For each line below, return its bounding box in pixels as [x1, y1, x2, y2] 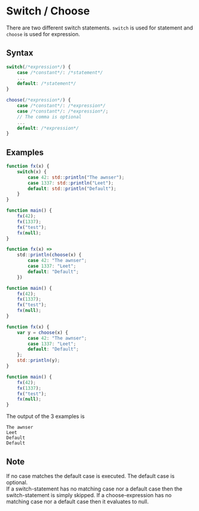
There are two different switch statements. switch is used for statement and [6, 24, 194, 31]
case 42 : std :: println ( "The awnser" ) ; [28, 174, 125, 180]
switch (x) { [17, 168, 47, 175]
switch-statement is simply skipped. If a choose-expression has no [6, 492, 172, 498]
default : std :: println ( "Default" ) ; [28, 185, 117, 192]
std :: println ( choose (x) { [17, 252, 82, 258]
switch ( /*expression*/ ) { [6, 64, 71, 70]
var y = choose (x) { [17, 329, 68, 335]
